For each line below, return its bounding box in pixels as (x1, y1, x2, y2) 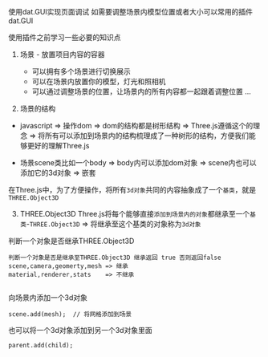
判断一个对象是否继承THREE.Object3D (8, 236, 135, 245)
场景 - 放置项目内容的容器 (19, 50, 106, 59)
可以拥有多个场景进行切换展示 (31, 67, 131, 76)
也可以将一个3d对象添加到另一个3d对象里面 (8, 326, 152, 335)
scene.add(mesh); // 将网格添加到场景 (8, 310, 132, 318)
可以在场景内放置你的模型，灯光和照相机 (31, 77, 166, 86)
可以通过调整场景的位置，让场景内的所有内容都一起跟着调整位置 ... (31, 87, 251, 96)
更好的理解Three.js (26, 141, 90, 150)
